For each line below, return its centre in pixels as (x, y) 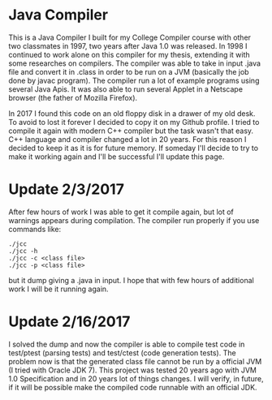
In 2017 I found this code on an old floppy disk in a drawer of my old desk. (132, 113)
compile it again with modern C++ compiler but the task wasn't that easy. (131, 131)
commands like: (35, 229)
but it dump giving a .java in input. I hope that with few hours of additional (131, 280)
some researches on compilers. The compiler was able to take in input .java (135, 63)
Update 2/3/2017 (66, 189)
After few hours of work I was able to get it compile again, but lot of (121, 212)
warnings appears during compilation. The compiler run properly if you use (134, 220)
